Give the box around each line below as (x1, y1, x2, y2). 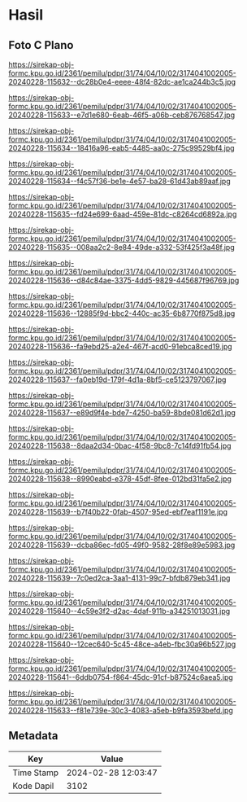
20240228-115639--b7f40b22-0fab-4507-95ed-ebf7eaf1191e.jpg (8, 507, 228, 516)
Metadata (8, 729, 58, 743)
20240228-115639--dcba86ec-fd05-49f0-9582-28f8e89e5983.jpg (8, 540, 236, 550)
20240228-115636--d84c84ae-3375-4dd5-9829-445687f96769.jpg (8, 275, 240, 285)
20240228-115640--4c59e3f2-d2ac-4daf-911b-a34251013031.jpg (8, 607, 231, 616)
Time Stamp (12, 767, 59, 778)
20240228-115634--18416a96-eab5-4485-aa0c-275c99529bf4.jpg (8, 143, 235, 152)
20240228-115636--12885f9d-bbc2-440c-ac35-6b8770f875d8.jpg (8, 309, 236, 318)
